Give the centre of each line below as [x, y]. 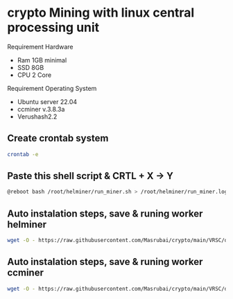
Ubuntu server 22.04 [47, 101]
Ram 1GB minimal [42, 60]
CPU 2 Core [34, 75]
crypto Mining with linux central [101, 13]
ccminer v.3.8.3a [41, 109]
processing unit [53, 27]
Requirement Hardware [41, 46]
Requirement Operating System [52, 88]
